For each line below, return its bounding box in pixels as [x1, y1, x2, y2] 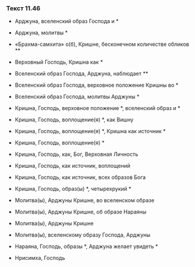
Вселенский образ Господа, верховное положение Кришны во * [14, 81, 178, 89]
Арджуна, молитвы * [14, 29, 68, 36]
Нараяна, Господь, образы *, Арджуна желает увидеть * [14, 243, 159, 250]
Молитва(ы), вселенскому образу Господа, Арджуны [14, 231, 150, 238]
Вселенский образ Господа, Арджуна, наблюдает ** [14, 70, 149, 77]
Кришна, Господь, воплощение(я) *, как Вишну [14, 116, 134, 123]
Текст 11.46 [6, 4, 40, 12]
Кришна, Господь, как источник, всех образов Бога [14, 174, 146, 181]
